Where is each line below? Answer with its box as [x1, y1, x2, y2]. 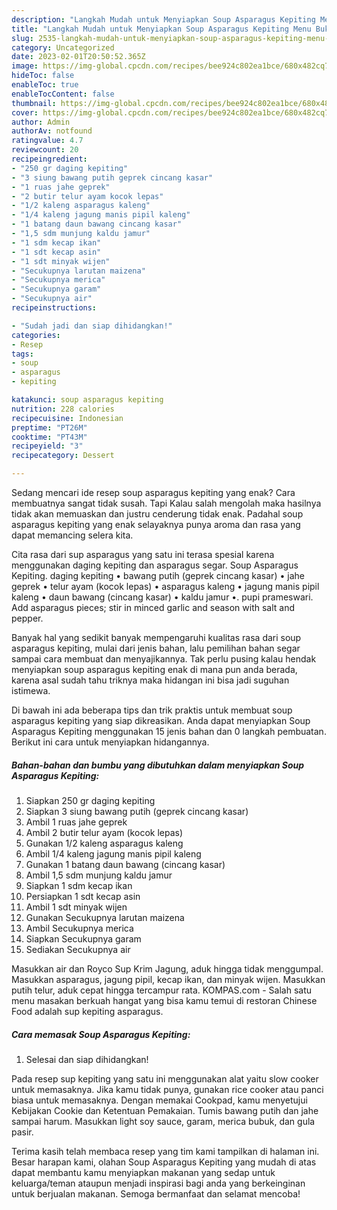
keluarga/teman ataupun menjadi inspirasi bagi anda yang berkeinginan [11, 1177, 306, 1189]
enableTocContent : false [11, 89, 115, 99]
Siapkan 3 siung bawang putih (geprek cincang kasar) [25, 805, 249, 817]
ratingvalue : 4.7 [11, 136, 84, 146]
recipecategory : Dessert [11, 451, 115, 461]
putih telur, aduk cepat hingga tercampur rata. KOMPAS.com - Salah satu [11, 984, 313, 996]
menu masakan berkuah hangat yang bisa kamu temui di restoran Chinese [11, 994, 318, 1006]
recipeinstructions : [11, 303, 98, 313]
